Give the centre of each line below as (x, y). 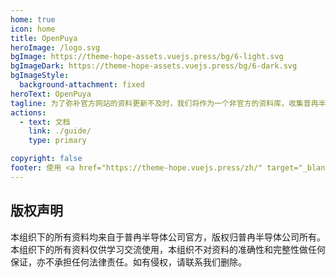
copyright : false (46, 159)
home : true (33, 19)
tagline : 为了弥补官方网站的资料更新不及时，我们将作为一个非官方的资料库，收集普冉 (164, 103)
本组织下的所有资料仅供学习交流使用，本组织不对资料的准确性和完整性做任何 (168, 249)
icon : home (33, 29)
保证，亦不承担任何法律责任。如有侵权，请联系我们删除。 (128, 262)
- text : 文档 (45, 122)
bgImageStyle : (40, 76)
